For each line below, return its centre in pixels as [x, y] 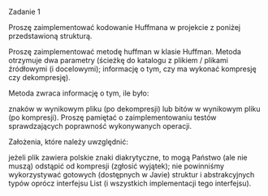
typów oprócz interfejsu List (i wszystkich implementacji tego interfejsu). [130, 183]
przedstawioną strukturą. [50, 36]
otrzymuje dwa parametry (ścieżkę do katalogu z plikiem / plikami [119, 60]
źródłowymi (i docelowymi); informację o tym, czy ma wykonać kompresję [133, 69]
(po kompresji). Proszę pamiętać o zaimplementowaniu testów [112, 117]
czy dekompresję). [39, 77]
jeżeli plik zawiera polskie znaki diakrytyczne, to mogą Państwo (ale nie [128, 158]
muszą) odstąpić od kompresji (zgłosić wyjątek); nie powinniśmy [117, 166]
